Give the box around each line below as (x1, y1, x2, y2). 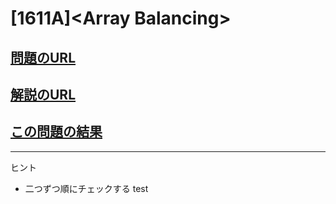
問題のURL (10, 49, 77, 66)
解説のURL (10, 86, 77, 103)
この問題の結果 (10, 123, 103, 141)
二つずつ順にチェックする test (24, 182, 149, 194)
